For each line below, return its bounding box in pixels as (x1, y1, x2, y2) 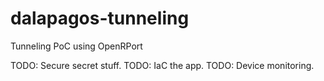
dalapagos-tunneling (10, 7, 190, 30)
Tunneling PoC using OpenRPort (10, 40, 143, 52)
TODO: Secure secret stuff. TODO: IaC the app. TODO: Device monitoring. (10, 59, 315, 71)
